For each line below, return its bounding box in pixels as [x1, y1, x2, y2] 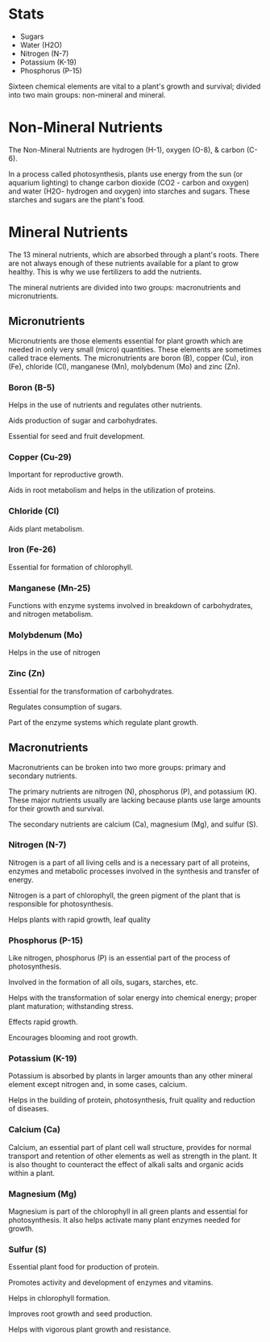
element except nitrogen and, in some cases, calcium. [8, 1080, 188, 1090]
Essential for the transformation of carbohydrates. [8, 686, 175, 696]
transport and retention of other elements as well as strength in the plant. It [8, 1151, 257, 1161]
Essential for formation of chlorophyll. [8, 562, 133, 572]
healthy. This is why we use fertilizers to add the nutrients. [8, 267, 202, 277]
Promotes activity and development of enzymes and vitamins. [8, 1277, 214, 1287]
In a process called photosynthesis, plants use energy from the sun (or [8, 169, 243, 178]
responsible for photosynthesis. [8, 898, 114, 908]
